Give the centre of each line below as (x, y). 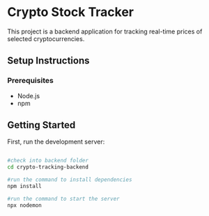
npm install (24, 186)
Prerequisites (30, 81)
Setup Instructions (48, 61)
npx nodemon (24, 205)
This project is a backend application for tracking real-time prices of (105, 31)
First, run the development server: (56, 142)
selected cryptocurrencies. (46, 38)
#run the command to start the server (63, 199)
